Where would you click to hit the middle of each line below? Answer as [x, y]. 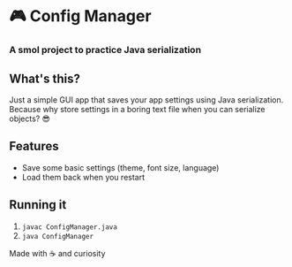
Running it [38, 205]
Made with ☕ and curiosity [57, 253]
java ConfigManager [58, 236]
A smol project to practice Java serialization [105, 50]
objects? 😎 [30, 118]
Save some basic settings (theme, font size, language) [120, 167]
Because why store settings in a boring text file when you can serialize [138, 109]
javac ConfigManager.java [69, 227]
